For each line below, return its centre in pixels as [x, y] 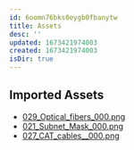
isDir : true [31, 59]
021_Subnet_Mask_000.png [72, 126]
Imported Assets [57, 95]
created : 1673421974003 [54, 51]
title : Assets [36, 26]
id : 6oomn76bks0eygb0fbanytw [63, 17]
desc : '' [25, 34]
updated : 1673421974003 [54, 42]
